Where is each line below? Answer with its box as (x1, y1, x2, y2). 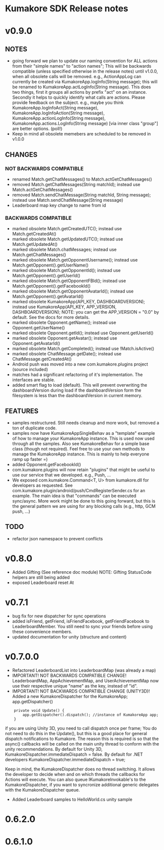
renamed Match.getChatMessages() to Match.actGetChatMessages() (12, 176, 152, 182)
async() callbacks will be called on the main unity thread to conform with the (5, 741, 159, 746)
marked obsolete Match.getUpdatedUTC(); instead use (12, 236, 123, 242)
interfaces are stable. (12, 377, 55, 383)
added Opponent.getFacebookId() (12, 461, 81, 467)
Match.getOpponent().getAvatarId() (12, 293, 84, 299)
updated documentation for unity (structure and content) (12, 634, 127, 639)
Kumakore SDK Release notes (5, 3, 129, 14)
